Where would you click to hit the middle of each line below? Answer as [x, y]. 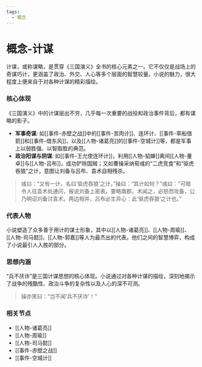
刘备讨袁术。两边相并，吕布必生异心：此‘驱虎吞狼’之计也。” [109, 198]
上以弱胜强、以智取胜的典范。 [52, 148]
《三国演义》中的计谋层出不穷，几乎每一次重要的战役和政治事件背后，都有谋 [101, 113]
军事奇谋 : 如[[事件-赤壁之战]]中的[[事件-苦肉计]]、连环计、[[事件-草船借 [103, 133]
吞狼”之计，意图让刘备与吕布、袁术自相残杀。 [71, 171]
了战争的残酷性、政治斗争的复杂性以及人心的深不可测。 [75, 284]
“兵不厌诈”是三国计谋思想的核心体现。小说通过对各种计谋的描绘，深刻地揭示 [101, 276]
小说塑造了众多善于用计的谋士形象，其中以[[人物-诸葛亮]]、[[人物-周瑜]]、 [98, 230]
